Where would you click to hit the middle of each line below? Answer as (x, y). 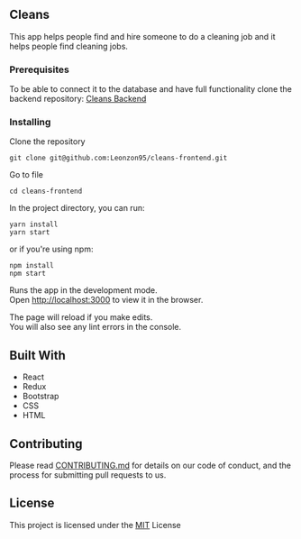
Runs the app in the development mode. (83, 290)
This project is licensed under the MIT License (96, 525)
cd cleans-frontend (46, 192)
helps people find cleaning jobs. (69, 46)
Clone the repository (47, 142)
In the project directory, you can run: (77, 208)
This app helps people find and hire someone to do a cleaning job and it (143, 36)
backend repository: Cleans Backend (78, 99)
